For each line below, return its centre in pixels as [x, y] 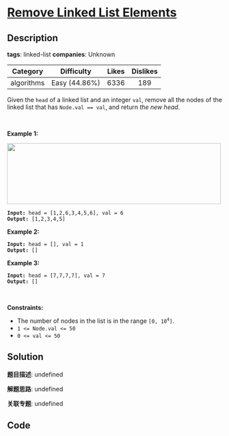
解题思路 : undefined [35, 389]
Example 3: [23, 263]
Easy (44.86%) [76, 83]
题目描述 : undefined [35, 374]
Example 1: [23, 134]
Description [32, 38]
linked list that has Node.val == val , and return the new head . [94, 107]
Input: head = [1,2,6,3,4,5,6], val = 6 [66, 213]
